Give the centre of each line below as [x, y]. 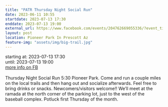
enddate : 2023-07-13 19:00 [33, 24]
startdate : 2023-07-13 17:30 [35, 19]
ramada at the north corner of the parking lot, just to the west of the [75, 93]
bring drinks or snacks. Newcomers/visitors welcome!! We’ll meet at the [79, 88]
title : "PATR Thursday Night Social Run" [49, 10]
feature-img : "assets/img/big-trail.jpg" [49, 42]
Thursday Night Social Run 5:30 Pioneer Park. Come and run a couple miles [83, 77]
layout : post [19, 33]
